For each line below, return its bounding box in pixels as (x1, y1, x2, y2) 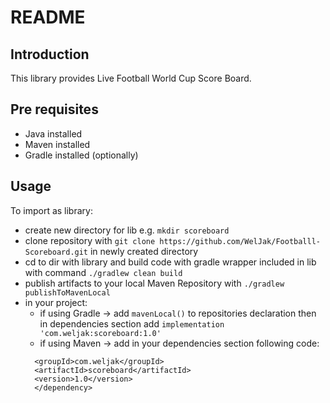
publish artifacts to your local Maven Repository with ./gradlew (24, 277, 285, 289)
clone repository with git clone (24, 234, 156, 246)
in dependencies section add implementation (39, 317, 225, 330)
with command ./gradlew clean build (24, 266, 183, 278)
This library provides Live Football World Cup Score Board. (10, 72, 252, 84)
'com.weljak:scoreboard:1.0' (39, 328, 162, 338)
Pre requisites (10, 101, 99, 118)
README (10, 6, 86, 29)
